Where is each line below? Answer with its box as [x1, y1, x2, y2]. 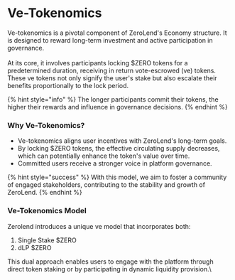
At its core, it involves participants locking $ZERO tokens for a [7, 58, 188, 67]
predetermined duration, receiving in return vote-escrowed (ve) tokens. [7, 66, 217, 75]
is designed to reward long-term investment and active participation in [7, 36, 213, 44]
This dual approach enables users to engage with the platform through [7, 257, 214, 266]
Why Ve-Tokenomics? [7, 120, 85, 130]
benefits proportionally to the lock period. [7, 81, 129, 90]
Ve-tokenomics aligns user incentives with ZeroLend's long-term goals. [17, 136, 227, 145]
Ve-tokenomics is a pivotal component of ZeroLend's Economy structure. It [7, 28, 227, 37]
